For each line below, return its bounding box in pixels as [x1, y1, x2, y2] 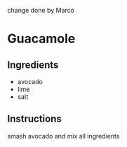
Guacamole [7, 31, 76, 47]
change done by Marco [7, 6, 75, 14]
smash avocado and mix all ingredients [7, 131, 120, 140]
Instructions [7, 113, 62, 125]
